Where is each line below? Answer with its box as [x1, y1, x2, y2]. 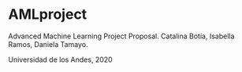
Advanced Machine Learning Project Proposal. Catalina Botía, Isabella [8, 31, 235, 41]
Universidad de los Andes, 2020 [8, 55, 113, 64]
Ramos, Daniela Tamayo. [8, 39, 88, 49]
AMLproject [8, 5, 87, 23]
